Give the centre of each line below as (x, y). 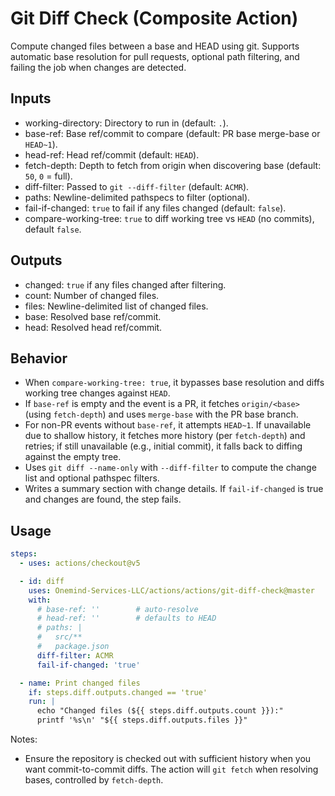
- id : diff (42, 581)
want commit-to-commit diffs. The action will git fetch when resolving (171, 769)
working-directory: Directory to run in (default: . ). (126, 123)
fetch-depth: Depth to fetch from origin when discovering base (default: (173, 165)
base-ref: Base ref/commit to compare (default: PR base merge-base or (172, 133)
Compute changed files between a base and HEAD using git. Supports (155, 46)
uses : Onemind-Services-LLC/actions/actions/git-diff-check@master (171, 590)
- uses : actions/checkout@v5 (80, 563)
